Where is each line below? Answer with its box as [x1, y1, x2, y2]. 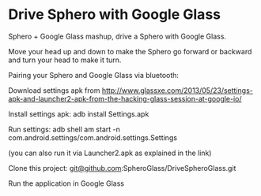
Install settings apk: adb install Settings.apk [8, 109, 149, 119]
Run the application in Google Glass [8, 179, 125, 188]
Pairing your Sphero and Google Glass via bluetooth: [8, 70, 180, 80]
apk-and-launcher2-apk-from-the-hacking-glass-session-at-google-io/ [8, 94, 243, 103]
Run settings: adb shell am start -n [8, 124, 120, 134]
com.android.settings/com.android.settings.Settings [8, 132, 178, 142]
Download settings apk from [8, 85, 100, 95]
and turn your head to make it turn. [8, 55, 122, 65]
